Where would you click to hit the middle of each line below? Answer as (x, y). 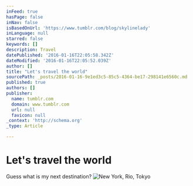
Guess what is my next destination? (49, 176)
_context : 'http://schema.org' (44, 121)
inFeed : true (22, 11)
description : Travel (31, 50)
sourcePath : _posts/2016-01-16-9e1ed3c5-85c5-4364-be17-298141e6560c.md (97, 77)
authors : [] (21, 88)
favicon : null (28, 115)
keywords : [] (22, 45)
